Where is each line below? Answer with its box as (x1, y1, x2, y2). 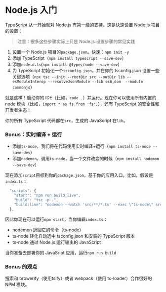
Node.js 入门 (5, 4, 58, 16)
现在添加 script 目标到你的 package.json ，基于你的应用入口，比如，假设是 (5, 172, 153, 178)
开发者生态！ (5, 107, 31, 113)
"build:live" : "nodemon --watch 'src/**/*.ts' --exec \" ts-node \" (14, 202, 154, 207)
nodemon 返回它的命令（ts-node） (12, 227, 84, 233)
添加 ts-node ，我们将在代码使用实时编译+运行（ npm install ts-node (12, 143, 151, 149)
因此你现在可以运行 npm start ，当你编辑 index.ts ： (5, 216, 108, 222)
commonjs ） (12, 84, 35, 90)
